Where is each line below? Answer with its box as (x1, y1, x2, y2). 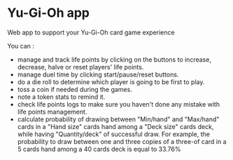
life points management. (17, 107, 87, 116)
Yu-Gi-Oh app (7, 5, 90, 21)
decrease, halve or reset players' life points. (17, 62, 144, 71)
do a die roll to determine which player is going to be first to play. (17, 77, 205, 86)
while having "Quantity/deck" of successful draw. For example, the (17, 130, 210, 138)
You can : (7, 41, 35, 50)
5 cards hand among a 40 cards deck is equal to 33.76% (17, 145, 181, 153)
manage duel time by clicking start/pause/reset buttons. (17, 70, 179, 79)
